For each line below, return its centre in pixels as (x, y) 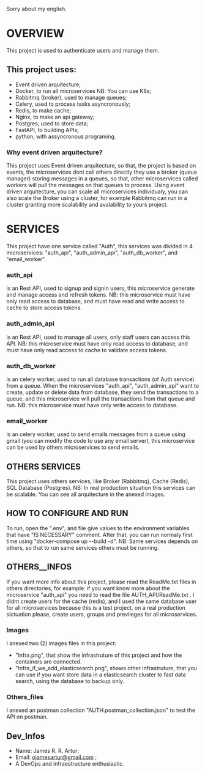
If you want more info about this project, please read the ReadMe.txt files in (101, 582)
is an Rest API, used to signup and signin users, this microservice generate (100, 288)
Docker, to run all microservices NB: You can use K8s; (83, 91)
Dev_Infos (26, 736)
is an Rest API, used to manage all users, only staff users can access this (98, 337)
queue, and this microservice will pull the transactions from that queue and (101, 398)
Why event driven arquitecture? (54, 152)
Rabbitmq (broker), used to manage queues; (71, 97)
